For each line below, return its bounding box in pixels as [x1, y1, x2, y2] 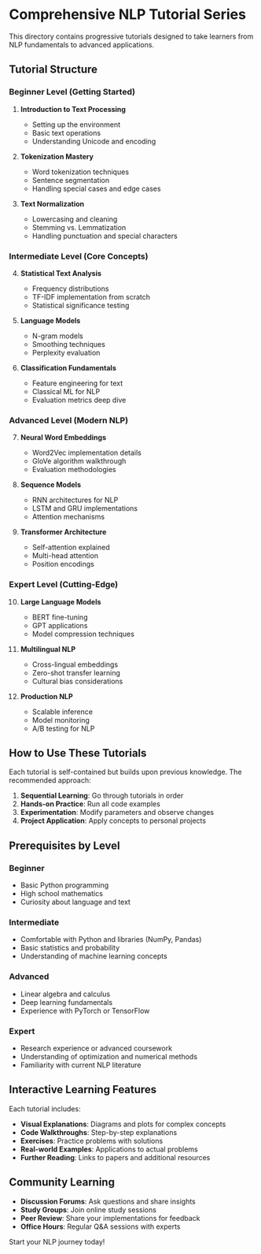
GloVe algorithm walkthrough [31, 456, 127, 466]
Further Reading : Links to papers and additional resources [20, 1152, 211, 1162]
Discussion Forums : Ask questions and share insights [20, 1196, 196, 1206]
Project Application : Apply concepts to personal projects [20, 816, 207, 825]
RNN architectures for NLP [31, 495, 119, 505]
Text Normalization [20, 199, 85, 208]
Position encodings [31, 560, 95, 569]
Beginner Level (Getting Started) [9, 87, 136, 98]
